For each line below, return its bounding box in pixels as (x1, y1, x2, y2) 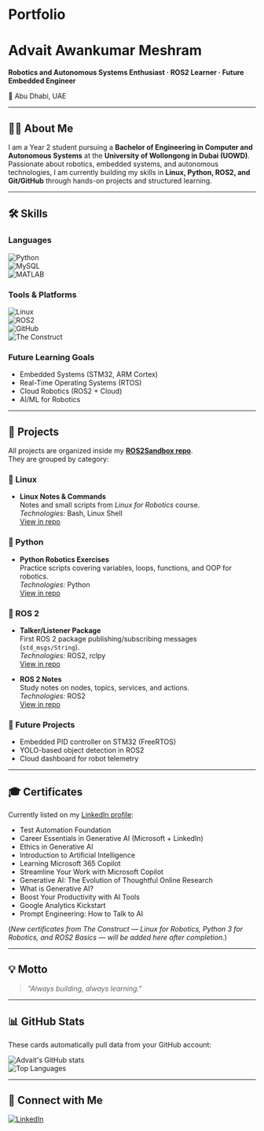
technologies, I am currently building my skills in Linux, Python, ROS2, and (8, 167, 251, 177)
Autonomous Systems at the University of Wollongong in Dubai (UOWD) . (8, 151, 250, 160)
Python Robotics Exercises (19, 554, 110, 564)
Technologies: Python (19, 579, 90, 589)
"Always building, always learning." (27, 984, 142, 993)
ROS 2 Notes (19, 674, 62, 683)
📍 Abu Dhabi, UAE (8, 91, 67, 101)
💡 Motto (8, 963, 48, 977)
